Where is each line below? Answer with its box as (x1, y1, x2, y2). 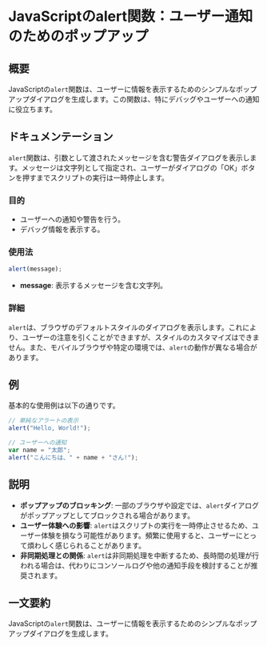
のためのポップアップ (8, 27, 149, 46)
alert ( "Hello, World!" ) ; (8, 424, 91, 432)
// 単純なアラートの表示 (8, 417, 79, 425)
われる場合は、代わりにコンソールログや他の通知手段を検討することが (19, 560, 252, 570)
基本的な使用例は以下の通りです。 (8, 401, 120, 411)
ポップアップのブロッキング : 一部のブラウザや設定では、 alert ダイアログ (19, 500, 260, 510)
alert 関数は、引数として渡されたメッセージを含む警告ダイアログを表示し (8, 153, 250, 163)
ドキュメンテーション (8, 130, 114, 144)
